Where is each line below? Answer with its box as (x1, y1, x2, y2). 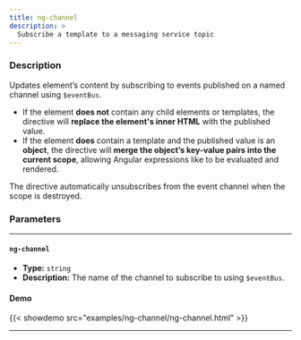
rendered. (21, 163, 59, 174)
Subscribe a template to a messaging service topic (17, 30, 215, 38)
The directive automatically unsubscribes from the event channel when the (9, 181, 286, 191)
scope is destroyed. (9, 190, 82, 201)
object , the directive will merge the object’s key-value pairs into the (21, 144, 277, 155)
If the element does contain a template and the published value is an (21, 135, 276, 146)
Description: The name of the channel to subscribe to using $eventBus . (21, 272, 285, 283)
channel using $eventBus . (9, 89, 102, 99)
